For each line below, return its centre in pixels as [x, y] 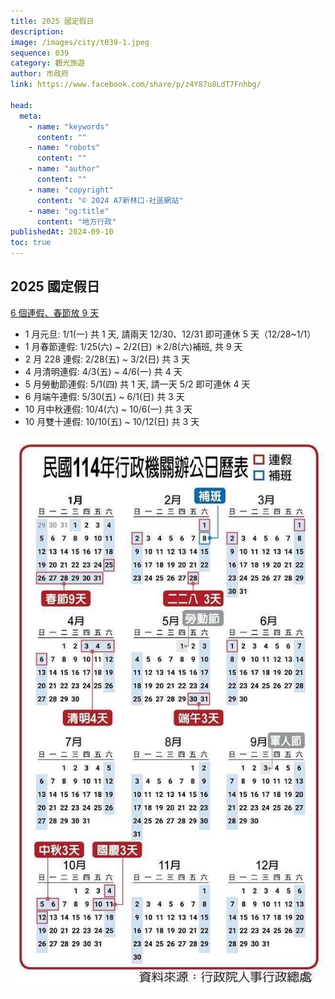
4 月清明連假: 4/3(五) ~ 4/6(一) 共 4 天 [103, 371]
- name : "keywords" [69, 126]
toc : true [31, 243]
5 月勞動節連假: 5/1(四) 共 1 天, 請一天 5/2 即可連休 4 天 [137, 384]
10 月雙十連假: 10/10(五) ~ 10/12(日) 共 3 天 [112, 421]
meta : [31, 116]
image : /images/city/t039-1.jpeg [80, 42]
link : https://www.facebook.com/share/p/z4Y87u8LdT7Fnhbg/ [136, 85]
